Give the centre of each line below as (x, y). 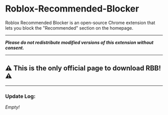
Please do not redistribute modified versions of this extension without (79, 42)
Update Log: (20, 96)
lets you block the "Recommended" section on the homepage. (69, 28)
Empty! (12, 107)
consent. (15, 48)
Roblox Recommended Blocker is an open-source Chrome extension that (80, 23)
